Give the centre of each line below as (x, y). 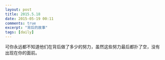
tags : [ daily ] (20, 32)
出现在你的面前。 (22, 53)
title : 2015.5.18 (23, 14)
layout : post (18, 10)
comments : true (21, 23)
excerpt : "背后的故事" (27, 28)
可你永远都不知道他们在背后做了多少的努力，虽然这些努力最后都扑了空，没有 (82, 47)
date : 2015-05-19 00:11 (29, 19)
